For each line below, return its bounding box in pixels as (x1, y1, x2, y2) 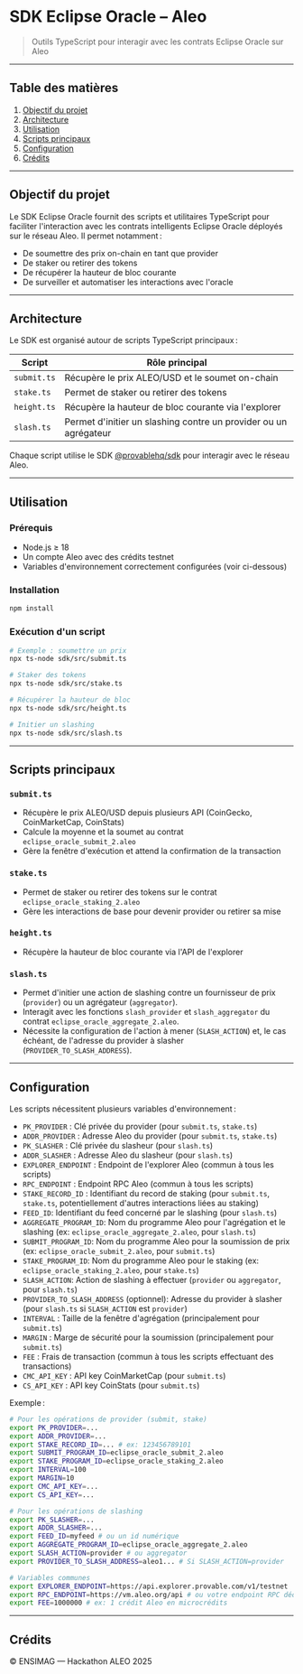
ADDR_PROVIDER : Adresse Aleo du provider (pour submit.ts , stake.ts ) (22, 1130, 278, 1141)
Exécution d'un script (9, 626, 106, 638)
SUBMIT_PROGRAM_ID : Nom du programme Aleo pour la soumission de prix (22, 1235, 290, 1247)
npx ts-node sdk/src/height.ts (9, 703, 127, 712)
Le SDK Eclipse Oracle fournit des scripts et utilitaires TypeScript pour (9, 210, 271, 222)
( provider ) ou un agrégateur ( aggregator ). (22, 997, 179, 1008)
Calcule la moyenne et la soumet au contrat (22, 826, 184, 837)
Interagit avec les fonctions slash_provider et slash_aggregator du (22, 1007, 271, 1018)
